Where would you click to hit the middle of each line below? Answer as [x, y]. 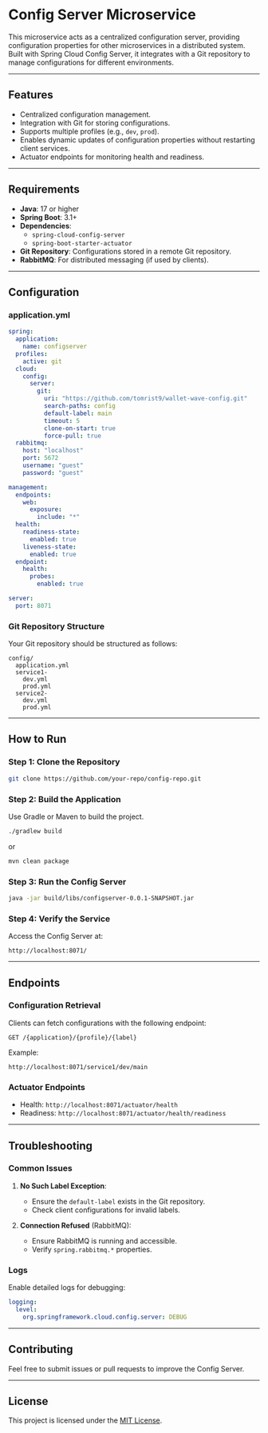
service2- [32, 693]
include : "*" [59, 517]
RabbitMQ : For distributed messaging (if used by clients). [114, 259]
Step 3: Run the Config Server [67, 881]
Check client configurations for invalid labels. [106, 1210]
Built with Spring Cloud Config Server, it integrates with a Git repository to [129, 54]
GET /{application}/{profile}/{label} [73, 1037]
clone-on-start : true [79, 428]
